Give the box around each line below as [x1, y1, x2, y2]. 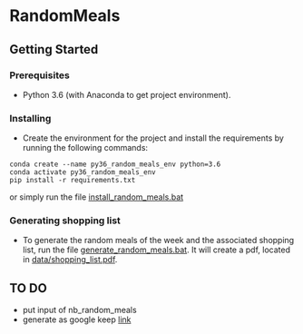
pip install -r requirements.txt [9, 176, 136, 185]
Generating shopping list [9, 214, 121, 227]
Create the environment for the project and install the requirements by [22, 133, 284, 143]
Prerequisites [9, 69, 70, 82]
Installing [9, 112, 52, 124]
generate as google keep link [22, 314, 132, 325]
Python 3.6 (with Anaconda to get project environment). [22, 89, 231, 100]
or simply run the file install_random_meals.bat [9, 192, 184, 202]
